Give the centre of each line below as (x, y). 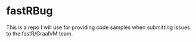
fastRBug (29, 11)
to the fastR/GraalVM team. (40, 33)
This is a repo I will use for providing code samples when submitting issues (98, 27)
